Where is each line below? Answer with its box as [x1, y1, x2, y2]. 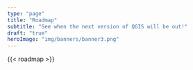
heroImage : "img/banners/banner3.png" [7, 36, 119, 43]
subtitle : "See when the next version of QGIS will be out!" [7, 23, 188, 30]
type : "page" [7, 10, 45, 17]
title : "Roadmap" [7, 17, 58, 24]
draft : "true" [7, 29, 49, 37]
